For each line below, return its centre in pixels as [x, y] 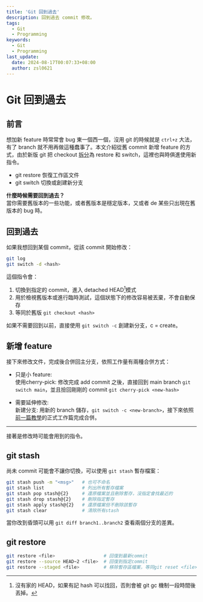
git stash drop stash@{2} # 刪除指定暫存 [60, 499]
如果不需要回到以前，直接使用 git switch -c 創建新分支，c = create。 [94, 325]
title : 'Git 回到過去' [33, 12]
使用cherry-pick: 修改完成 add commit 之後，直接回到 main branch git [103, 382]
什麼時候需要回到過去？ [35, 196]
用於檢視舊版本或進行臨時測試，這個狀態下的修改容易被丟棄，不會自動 [102, 297]
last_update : [23, 57]
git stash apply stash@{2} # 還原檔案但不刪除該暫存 [72, 505]
